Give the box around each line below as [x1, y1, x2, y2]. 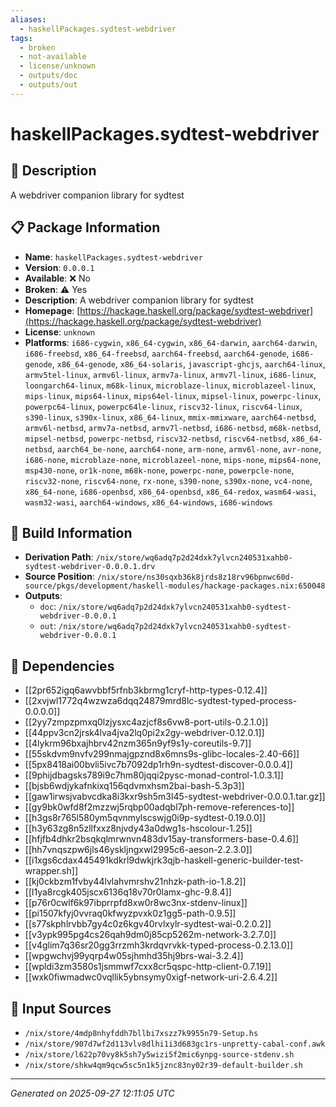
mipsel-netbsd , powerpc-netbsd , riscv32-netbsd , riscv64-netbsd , [24, 432, 290, 444]
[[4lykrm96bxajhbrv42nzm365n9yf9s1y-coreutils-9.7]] [24, 737, 252, 750]
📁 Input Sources [10, 1000, 112, 1017]
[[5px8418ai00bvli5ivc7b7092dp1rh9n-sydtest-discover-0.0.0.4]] [24, 759, 293, 771]
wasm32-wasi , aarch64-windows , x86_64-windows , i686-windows [24, 496, 274, 508]
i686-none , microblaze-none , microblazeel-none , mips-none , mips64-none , [24, 453, 322, 465]
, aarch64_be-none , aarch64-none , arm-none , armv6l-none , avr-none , [51, 442, 322, 455]
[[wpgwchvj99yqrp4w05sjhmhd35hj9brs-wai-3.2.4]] [24, 950, 244, 962]
